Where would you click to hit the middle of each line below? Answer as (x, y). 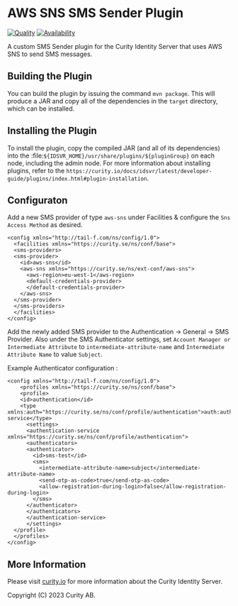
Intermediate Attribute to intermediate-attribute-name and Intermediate (116, 347)
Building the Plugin (50, 76)
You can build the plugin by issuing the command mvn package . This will (111, 93)
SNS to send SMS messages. (50, 54)
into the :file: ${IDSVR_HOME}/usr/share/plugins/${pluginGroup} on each (111, 155)
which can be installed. (41, 109)
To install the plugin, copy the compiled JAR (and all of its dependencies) (114, 148)
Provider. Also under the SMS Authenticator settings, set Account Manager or (119, 339)
